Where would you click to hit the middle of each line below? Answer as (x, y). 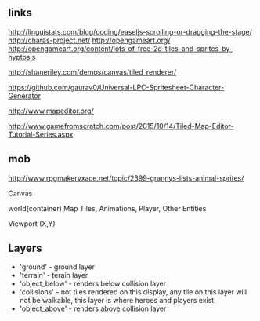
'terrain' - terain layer (54, 275)
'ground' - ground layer (57, 267)
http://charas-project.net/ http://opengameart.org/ (89, 40)
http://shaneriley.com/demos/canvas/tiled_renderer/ (92, 72)
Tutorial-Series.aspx (41, 134)
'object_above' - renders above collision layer (93, 308)
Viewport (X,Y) (32, 224)
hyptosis (22, 57)
